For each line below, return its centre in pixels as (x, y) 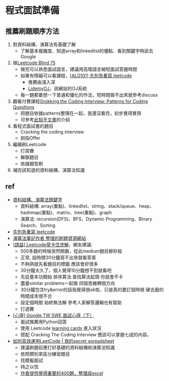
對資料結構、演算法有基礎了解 (44, 44)
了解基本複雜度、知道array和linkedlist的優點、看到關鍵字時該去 (87, 51)
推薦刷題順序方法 (32, 31)
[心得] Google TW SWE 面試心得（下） (54, 315)
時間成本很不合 (36, 296)
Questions (24, 107)
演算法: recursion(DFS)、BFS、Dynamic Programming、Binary (86, 219)
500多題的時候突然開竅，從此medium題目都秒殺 (71, 251)
